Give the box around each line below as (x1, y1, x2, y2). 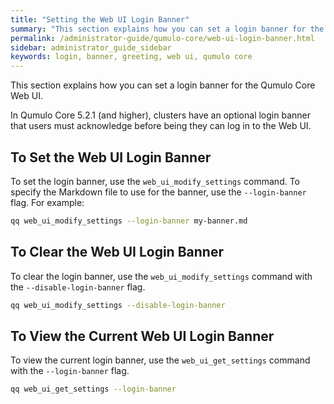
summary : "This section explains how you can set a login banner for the (10, 24, 325, 34)
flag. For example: (10, 196, 85, 208)
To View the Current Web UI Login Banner (10, 327, 275, 345)
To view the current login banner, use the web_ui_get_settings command (10, 354, 311, 366)
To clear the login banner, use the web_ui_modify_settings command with (10, 270, 313, 282)
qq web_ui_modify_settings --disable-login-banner (10, 300, 226, 310)
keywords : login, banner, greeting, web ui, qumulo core (10, 52, 253, 62)
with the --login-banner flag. (10, 365, 130, 377)
